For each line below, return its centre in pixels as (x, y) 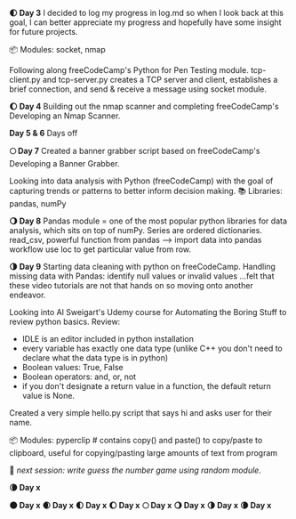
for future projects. (44, 32)
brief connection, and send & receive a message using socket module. (138, 89)
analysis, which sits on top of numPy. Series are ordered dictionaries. (136, 230)
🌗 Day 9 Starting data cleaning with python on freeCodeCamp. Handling (142, 267)
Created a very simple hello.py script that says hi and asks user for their (141, 413)
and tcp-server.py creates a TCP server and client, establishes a (160, 80)
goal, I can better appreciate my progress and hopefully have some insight (145, 22)
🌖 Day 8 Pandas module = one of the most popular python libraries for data (148, 221)
